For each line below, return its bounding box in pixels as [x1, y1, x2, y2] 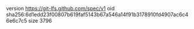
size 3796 [28, 17, 53, 24]
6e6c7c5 [6, 17, 27, 24]
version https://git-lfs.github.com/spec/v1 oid [6, 5, 115, 12]
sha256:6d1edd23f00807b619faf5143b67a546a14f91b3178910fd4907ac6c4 [6, 11, 189, 18]
